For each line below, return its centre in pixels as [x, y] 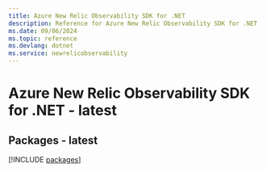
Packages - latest [53, 140]
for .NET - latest [62, 111]
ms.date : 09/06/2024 [43, 31]
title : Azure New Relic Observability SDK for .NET [97, 16]
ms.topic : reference [43, 38]
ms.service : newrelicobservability [68, 53]
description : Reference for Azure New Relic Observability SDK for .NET [133, 23]
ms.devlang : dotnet [41, 46]
